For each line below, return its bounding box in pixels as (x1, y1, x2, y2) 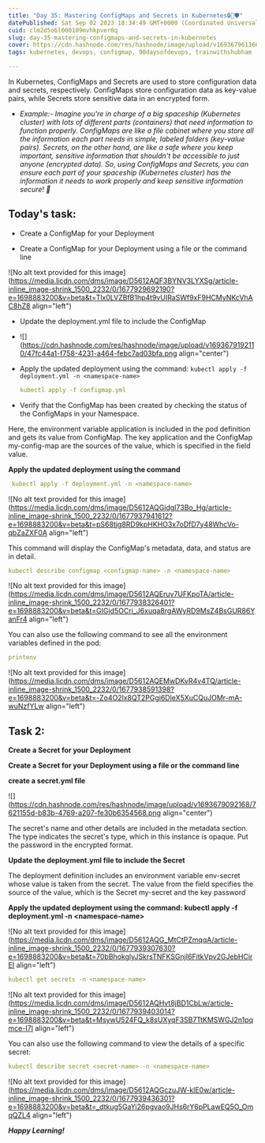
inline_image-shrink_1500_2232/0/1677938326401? (8, 598, 175, 607)
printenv (8, 654, 37, 662)
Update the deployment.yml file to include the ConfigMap (19, 316, 207, 326)
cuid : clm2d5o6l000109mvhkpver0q (8, 26, 118, 34)
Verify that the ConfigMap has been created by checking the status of (19, 400, 247, 409)
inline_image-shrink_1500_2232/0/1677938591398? (8, 685, 175, 694)
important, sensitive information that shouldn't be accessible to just (19, 151, 240, 160)
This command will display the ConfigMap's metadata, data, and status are (8, 543, 251, 553)
